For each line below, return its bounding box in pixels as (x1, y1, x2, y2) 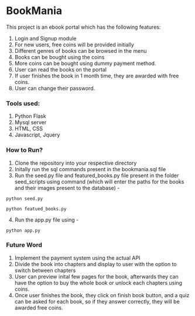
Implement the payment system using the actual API (14, 254, 141, 261)
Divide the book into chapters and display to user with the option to (14, 260, 177, 267)
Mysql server (14, 119, 47, 126)
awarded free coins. (14, 304, 63, 311)
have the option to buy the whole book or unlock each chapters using (14, 279, 183, 286)
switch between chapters (14, 267, 76, 274)
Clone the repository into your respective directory (14, 159, 137, 167)
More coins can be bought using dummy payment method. (14, 60, 156, 67)
